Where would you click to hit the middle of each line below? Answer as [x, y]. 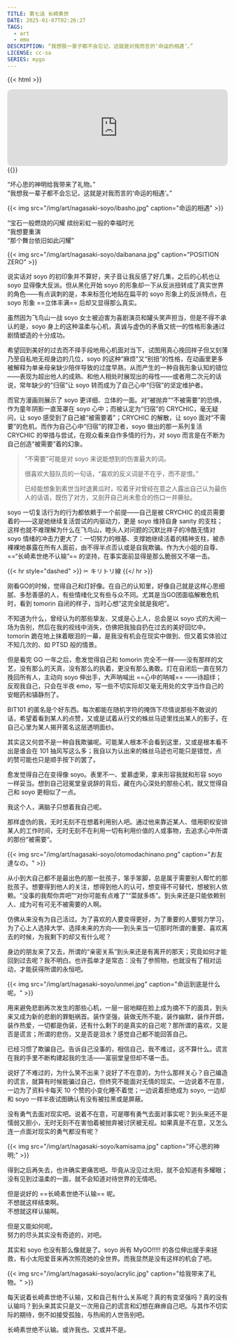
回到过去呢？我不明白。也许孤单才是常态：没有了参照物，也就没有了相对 [111, 960]
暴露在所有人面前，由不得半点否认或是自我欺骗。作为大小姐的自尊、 [123, 547]
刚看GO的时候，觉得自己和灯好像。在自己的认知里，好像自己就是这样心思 [113, 586]
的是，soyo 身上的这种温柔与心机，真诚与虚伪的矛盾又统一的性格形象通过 [119, 326]
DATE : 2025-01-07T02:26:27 [47, 20]
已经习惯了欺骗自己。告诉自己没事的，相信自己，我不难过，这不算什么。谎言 [117, 1049]
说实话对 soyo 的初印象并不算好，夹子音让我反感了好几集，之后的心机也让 [114, 276]
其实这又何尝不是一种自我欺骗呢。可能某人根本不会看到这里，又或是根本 [111, 742]
